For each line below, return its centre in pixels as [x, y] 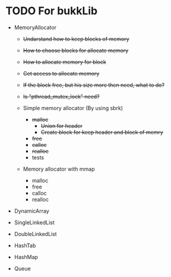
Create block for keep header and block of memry [102, 132]
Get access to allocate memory [61, 73]
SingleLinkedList [34, 222]
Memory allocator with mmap [59, 169]
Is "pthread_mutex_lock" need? [61, 96]
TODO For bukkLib [52, 11]
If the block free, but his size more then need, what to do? [94, 85]
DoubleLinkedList [35, 234]
